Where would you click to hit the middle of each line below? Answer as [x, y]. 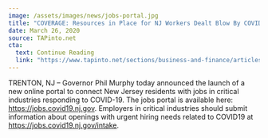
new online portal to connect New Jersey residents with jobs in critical [124, 91]
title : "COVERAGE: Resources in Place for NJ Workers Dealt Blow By [124, 23]
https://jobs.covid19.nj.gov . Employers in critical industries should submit [128, 108]
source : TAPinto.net [43, 38]
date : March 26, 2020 [44, 30]
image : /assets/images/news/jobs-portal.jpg [83, 16]
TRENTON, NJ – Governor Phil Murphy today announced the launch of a [126, 83]
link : [25, 61]
